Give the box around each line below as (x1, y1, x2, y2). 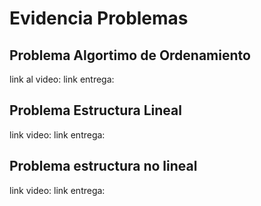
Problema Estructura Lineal (9, 102, 182, 119)
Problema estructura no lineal (9, 158, 198, 175)
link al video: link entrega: (9, 73, 115, 85)
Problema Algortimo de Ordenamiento (9, 47, 251, 64)
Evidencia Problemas (9, 7, 189, 30)
